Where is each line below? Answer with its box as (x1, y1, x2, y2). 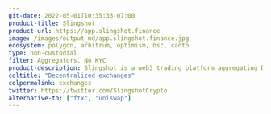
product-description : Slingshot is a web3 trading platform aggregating (8, 64, 258, 72)
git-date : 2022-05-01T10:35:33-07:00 (8, 11, 135, 20)
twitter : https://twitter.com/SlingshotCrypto (8, 86, 168, 95)
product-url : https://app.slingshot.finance (8, 26, 161, 35)
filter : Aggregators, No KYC (8, 57, 106, 65)
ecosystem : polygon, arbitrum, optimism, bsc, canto (8, 42, 190, 50)
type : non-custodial (8, 49, 78, 57)
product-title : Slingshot (8, 19, 95, 27)
